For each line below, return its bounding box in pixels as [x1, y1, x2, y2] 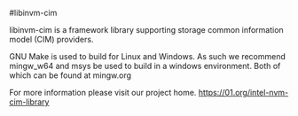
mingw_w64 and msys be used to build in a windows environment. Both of [9, 61, 281, 71]
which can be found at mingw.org [9, 70, 131, 81]
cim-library [9, 97, 50, 107]
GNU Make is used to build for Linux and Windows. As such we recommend [9, 51, 286, 61]
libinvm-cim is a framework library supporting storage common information [9, 25, 284, 35]
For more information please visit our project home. [9, 88, 197, 97]
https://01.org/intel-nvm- [198, 88, 289, 97]
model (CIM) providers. [9, 35, 94, 44]
